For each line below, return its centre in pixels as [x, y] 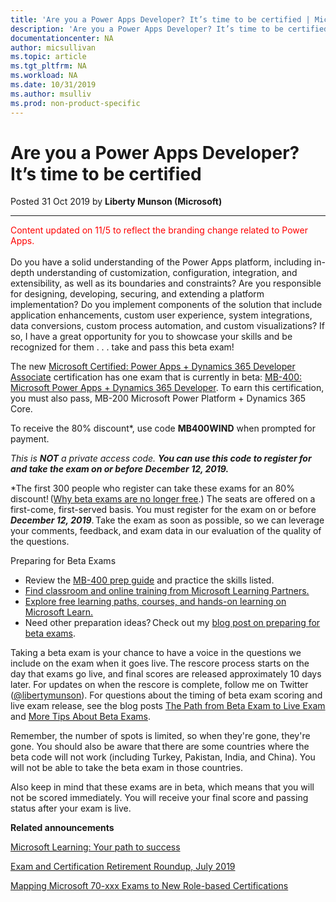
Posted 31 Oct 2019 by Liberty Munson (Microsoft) [116, 202]
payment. [30, 439]
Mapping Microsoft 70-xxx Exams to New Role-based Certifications [149, 886]
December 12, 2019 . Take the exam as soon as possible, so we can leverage [167, 520]
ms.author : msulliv [51, 94]
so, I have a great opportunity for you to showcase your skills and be [151, 337]
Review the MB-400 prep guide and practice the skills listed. [149, 580]
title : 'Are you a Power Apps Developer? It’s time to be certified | [160, 19]
